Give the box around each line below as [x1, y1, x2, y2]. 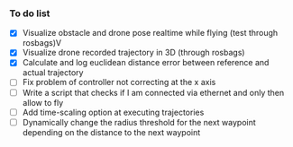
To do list [9, 7, 50, 20]
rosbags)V [22, 38, 61, 48]
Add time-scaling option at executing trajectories [22, 107, 205, 117]
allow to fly [22, 97, 64, 108]
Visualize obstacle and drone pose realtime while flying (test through [22, 28, 279, 39]
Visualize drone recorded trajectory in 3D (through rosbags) [22, 48, 245, 58]
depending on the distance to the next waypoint [22, 126, 201, 137]
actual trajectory [22, 67, 84, 78]
